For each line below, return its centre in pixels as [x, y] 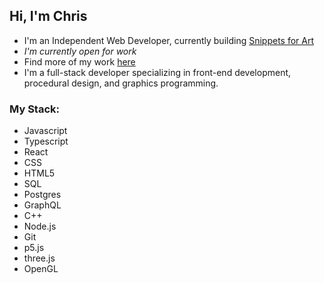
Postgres [42, 195]
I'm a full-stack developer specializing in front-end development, [157, 72]
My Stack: [34, 109]
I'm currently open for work [80, 51]
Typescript [46, 141]
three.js [39, 258]
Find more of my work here [79, 61]
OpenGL [41, 269]
